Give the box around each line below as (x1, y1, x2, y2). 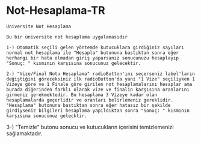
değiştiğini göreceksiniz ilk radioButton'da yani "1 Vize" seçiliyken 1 (6, 76, 196, 82)
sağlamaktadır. (6, 130, 43, 137)
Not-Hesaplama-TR (6, 4, 105, 17)
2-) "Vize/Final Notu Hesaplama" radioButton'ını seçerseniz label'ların (6, 70, 196, 77)
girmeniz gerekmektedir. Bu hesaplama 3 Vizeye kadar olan (6, 91, 158, 98)
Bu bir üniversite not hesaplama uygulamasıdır (6, 34, 128, 40)
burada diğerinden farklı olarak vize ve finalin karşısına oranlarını (6, 87, 190, 93)
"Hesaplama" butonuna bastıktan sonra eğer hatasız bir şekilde (6, 102, 171, 108)
